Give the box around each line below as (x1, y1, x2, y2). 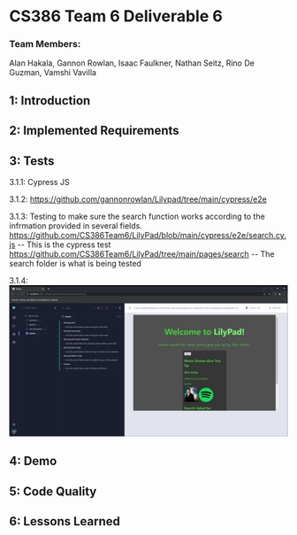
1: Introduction (9, 93, 91, 108)
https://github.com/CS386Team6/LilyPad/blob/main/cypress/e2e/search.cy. (9, 230, 287, 241)
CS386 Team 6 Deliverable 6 (9, 6, 223, 27)
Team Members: (9, 38, 81, 50)
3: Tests (9, 153, 55, 168)
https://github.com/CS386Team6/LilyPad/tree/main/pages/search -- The (9, 249, 276, 260)
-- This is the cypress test (17, 239, 111, 250)
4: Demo (9, 454, 57, 469)
